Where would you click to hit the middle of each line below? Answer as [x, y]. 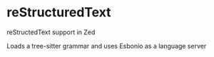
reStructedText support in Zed [51, 32]
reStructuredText [59, 12]
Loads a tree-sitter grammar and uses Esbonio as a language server [107, 46]
